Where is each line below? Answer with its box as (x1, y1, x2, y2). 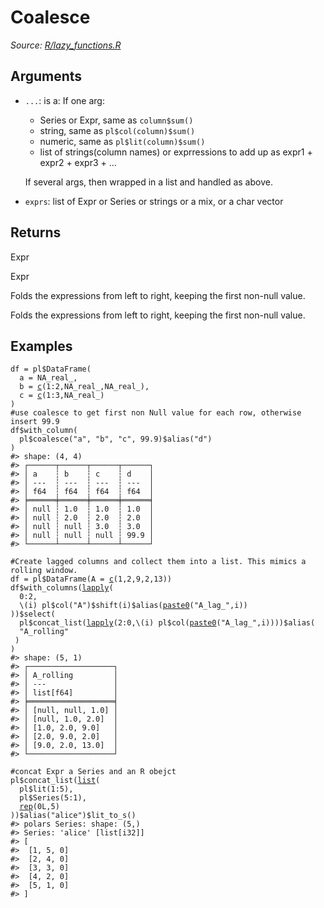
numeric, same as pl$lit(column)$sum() (39, 135, 206, 147)
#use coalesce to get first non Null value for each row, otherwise (10, 408, 302, 418)
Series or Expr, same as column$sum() (39, 114, 194, 126)
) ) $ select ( (10, 609, 56, 620)
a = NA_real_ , (19, 373, 78, 383)
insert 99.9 (10, 417, 60, 427)
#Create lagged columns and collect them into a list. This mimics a (10, 557, 307, 567)
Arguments (10, 68, 83, 85)
